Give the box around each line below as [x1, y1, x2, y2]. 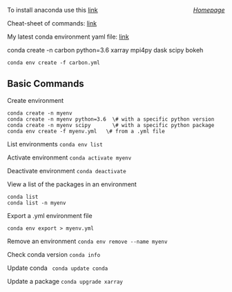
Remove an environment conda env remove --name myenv [7, 237, 168, 245]
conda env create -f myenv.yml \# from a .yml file [7, 128, 166, 135]
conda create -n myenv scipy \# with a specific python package [7, 121, 215, 128]
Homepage [193, 6, 225, 14]
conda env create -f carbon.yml [7, 59, 100, 66]
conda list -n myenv [7, 199, 67, 206]
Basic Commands [7, 78, 84, 90]
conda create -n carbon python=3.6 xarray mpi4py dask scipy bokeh [7, 46, 204, 54]
